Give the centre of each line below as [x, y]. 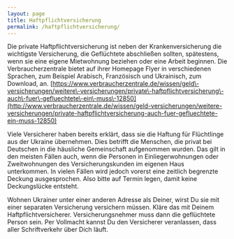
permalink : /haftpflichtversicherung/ [64, 27]
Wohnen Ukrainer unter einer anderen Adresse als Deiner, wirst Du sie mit [114, 200]
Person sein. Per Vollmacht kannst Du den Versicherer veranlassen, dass [112, 222]
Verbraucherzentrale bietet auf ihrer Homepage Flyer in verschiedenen [109, 69]
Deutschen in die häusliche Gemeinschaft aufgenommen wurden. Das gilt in [116, 149]
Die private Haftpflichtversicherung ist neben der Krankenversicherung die [115, 47]
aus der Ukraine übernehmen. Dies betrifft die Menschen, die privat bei [110, 142]
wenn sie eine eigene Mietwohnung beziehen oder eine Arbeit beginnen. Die [117, 61]
